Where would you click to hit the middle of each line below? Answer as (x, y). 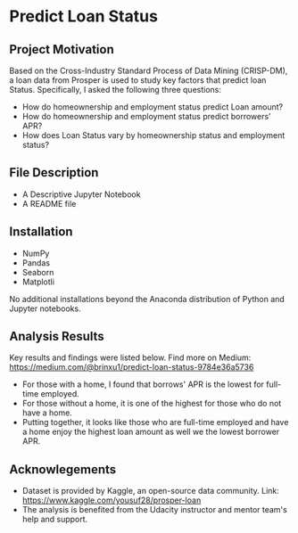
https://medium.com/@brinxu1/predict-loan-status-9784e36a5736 (132, 367)
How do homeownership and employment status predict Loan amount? (153, 107)
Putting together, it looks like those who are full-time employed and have (155, 422)
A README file (49, 203)
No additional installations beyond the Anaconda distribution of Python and (147, 299)
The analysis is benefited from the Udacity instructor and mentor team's (154, 510)
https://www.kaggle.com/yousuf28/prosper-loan (112, 500)
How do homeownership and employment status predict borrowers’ (146, 116)
